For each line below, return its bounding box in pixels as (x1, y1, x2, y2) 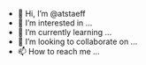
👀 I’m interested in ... (17, 18, 93, 28)
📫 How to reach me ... (17, 47, 100, 56)
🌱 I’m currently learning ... (17, 27, 112, 37)
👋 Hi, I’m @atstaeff (17, 9, 86, 18)
